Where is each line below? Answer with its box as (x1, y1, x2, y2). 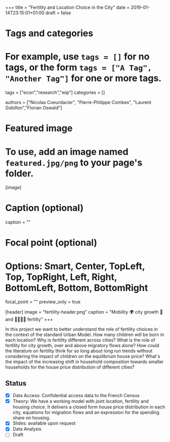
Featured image (5, 122, 73, 134)
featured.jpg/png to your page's (5, 157, 143, 168)
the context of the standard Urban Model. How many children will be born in (5, 331, 164, 338)
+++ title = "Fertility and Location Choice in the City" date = (5, 5, 130, 10)
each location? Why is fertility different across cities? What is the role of (5, 337, 156, 343)
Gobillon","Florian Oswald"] (5, 105, 62, 111)
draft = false (45, 10, 71, 16)
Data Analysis (12, 426, 42, 432)
